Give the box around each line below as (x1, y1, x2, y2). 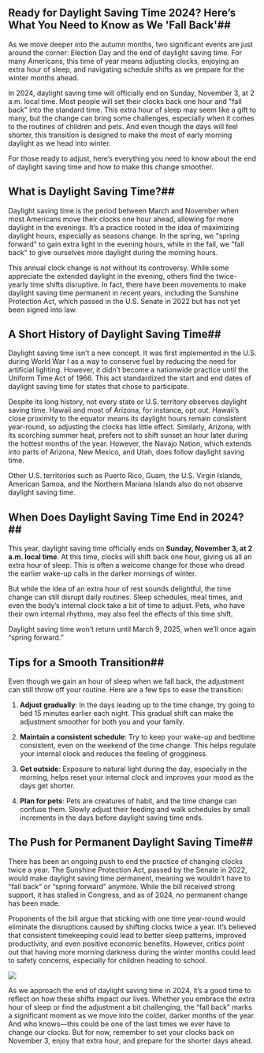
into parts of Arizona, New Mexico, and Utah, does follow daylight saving (8, 447, 245, 457)
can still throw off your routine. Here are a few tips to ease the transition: (8, 685, 244, 695)
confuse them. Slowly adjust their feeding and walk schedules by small (19, 805, 251, 814)
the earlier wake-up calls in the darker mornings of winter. (8, 569, 197, 578)
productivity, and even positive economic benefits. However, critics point (8, 939, 245, 948)
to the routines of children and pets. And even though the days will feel (8, 121, 238, 131)
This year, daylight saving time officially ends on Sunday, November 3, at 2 (8, 543, 253, 554)
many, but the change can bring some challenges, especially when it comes (8, 113, 255, 123)
